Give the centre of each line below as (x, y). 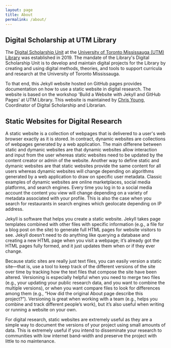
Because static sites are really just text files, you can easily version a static (83, 261)
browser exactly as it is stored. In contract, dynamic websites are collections (85, 139)
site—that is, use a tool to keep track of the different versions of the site (80, 266)
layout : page (19, 10)
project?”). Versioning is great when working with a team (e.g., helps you (81, 299)
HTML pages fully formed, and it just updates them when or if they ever (80, 246)
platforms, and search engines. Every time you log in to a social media (79, 187)
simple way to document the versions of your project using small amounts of (85, 325)
